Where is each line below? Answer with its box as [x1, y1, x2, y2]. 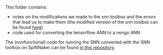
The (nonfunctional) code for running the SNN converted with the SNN [5, 39, 151, 45]
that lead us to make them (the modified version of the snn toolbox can [12, 19, 159, 25]
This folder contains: [5, 4, 47, 10]
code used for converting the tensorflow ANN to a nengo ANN [12, 30, 141, 35]
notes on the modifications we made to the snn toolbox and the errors [12, 14, 156, 19]
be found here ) [12, 24, 43, 30]
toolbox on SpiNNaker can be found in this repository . [5, 45, 116, 50]
